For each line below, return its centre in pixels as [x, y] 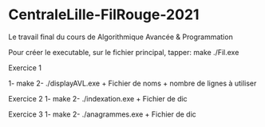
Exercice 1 [25, 67]
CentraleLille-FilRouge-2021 [104, 15]
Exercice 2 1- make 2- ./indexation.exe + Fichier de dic [98, 98]
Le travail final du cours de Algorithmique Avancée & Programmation [121, 37]
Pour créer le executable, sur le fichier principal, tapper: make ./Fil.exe [124, 52]
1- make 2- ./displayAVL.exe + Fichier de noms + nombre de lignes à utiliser [132, 83]
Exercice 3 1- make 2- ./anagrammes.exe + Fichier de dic [103, 114]
